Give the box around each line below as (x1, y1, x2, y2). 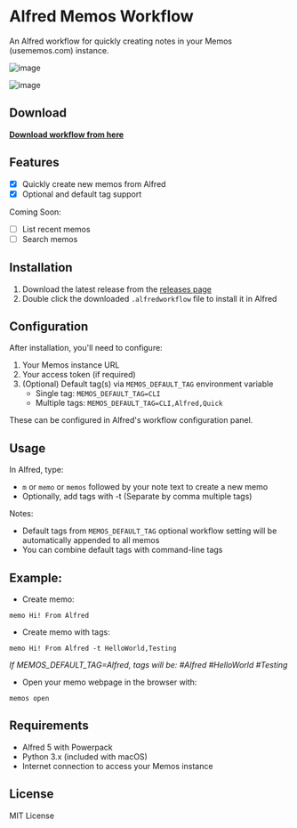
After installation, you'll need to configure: (9, 343, 163, 353)
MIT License (9, 810, 55, 821)
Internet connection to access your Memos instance (21, 760, 213, 771)
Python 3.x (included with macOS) (21, 751, 148, 762)
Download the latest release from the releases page (21, 283, 212, 295)
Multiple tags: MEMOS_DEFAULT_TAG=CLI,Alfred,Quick (35, 398, 224, 409)
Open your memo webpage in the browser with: (21, 677, 197, 687)
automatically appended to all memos (21, 535, 160, 546)
